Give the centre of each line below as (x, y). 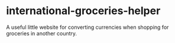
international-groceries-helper (83, 11)
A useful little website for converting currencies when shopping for (87, 27)
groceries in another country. (42, 33)
